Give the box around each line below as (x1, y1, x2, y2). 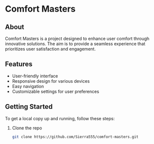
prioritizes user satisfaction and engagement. (5, 46, 96, 52)
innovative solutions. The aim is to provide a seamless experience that (5, 41, 146, 47)
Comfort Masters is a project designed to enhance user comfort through (5, 36, 150, 41)
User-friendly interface (12, 73, 58, 79)
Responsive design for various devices (12, 78, 90, 84)
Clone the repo (12, 125, 42, 131)
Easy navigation (12, 83, 44, 89)
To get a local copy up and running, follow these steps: (5, 115, 115, 121)
